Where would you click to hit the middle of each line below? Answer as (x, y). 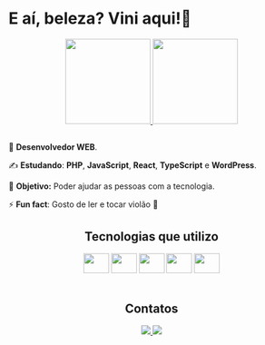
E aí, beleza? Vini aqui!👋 (100, 19)
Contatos (152, 308)
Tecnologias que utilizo (152, 237)
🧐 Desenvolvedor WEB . (53, 147)
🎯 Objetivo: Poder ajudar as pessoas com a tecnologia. (112, 186)
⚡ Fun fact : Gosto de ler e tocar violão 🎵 (83, 204)
